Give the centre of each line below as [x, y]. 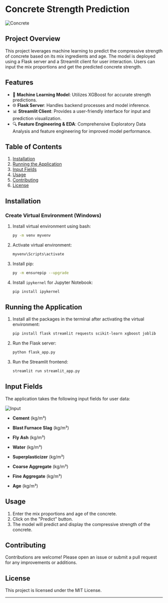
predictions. [25, 100]
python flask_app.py [34, 352]
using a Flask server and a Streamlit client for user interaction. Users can [80, 61]
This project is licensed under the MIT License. [53, 590]
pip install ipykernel [36, 291]
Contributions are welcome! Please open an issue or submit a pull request [81, 557]
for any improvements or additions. [41, 562]
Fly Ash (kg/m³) [29, 437]
